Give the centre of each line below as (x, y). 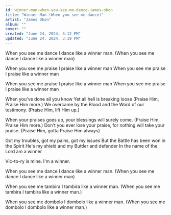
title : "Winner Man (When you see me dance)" (54, 15)
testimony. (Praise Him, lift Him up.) (42, 110)
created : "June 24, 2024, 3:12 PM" (43, 34)
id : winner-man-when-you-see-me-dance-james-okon (59, 10)
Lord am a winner (24, 151)
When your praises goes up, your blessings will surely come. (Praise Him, (82, 120)
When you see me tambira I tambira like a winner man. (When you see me (83, 186)
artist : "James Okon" (28, 19)
